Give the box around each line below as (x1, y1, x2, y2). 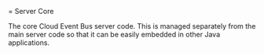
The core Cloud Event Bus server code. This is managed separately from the (8, 22, 256, 30)
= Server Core (8, 7, 54, 15)
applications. (8, 38, 49, 47)
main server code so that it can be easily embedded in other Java (8, 30, 221, 39)
